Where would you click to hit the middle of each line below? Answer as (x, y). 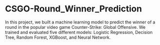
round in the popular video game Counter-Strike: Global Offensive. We (75, 27)
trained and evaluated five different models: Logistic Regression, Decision (79, 32)
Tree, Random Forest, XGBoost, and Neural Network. (58, 37)
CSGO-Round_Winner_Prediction (73, 9)
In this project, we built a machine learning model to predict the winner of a (80, 22)
